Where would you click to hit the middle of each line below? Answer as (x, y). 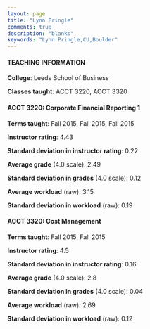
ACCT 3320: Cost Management (54, 221)
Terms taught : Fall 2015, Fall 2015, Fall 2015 (71, 123)
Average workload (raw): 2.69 (52, 305)
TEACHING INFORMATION (46, 62)
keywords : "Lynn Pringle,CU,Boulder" (63, 40)
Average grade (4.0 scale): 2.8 (52, 278)
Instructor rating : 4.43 (40, 137)
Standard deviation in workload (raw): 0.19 (70, 205)
